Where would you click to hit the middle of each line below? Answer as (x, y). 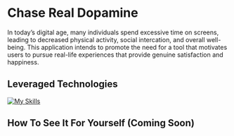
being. (17, 47)
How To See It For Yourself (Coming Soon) (101, 123)
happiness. (23, 62)
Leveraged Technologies (63, 84)
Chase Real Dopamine (73, 13)
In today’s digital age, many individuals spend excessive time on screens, (113, 32)
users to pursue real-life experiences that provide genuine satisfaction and (115, 55)
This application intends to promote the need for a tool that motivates (127, 47)
